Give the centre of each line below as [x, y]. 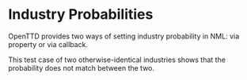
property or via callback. [48, 44]
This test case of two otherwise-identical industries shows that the [117, 60]
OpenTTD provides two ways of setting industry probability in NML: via [124, 36]
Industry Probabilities [81, 15]
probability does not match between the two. [82, 67]
